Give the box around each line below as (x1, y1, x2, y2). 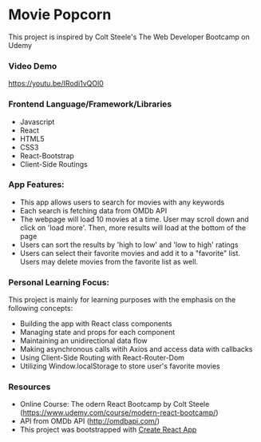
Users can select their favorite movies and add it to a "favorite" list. (19, 248, 241, 257)
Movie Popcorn (8, 6, 112, 24)
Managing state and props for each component (19, 328, 176, 337)
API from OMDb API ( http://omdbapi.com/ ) (19, 416, 160, 426)
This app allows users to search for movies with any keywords (19, 197, 225, 207)
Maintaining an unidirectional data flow (19, 336, 148, 345)
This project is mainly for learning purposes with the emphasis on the (8, 295, 236, 305)
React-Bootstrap (19, 150, 74, 161)
